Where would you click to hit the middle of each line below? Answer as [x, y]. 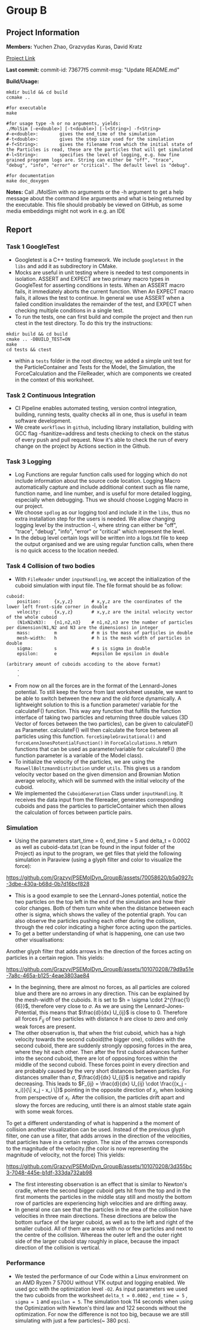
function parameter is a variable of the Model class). [79, 755]
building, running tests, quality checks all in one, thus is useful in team [101, 414]
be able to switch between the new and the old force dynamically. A [98, 698]
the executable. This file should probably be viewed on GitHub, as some [94, 204]
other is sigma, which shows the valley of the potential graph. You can [101, 914]
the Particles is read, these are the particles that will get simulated [100, 150]
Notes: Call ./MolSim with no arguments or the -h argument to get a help [95, 192]
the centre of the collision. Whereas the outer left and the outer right [99, 1235]
